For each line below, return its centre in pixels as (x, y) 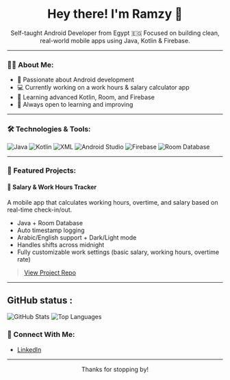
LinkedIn (29, 349)
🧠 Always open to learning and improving (75, 105)
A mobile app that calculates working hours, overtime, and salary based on (113, 202)
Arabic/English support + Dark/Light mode (77, 237)
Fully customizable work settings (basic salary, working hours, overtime (118, 252)
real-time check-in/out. (40, 210)
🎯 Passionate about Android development (76, 80)
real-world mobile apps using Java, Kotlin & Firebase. (115, 40)
